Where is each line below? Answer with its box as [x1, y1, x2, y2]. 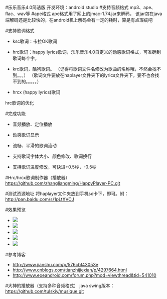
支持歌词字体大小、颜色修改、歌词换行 [12, 153, 92, 159]
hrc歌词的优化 [5, 100, 34, 106]
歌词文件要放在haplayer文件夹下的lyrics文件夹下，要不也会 [33, 72, 155, 78]
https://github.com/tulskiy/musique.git [5, 288, 84, 294]
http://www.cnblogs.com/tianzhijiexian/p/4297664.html [12, 267, 127, 273]
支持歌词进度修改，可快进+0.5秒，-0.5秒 [12, 164, 97, 170]
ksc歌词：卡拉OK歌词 [12, 38, 57, 44]
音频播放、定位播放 [12, 121, 53, 127]
